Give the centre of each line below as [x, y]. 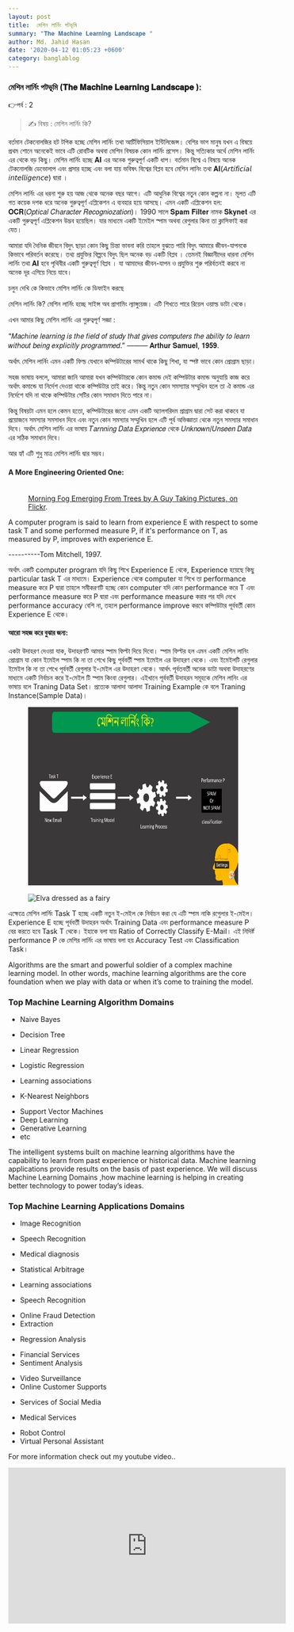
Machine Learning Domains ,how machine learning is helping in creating [126, 1177]
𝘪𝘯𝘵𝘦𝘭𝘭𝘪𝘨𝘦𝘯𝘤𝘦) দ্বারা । [38, 177]
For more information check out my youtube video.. [92, 1457]
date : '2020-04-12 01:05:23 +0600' [67, 50]
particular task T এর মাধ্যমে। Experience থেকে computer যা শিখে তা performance [127, 578]
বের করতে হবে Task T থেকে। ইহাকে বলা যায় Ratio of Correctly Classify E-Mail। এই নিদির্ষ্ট [132, 931]
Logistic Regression [52, 1065]
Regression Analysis [53, 1340]
